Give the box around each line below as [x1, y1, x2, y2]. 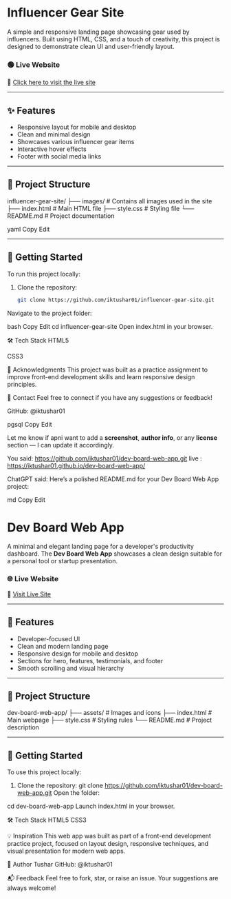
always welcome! [7, 884, 56, 892]
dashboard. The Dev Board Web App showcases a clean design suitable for [7, 549, 222, 558]
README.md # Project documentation [7, 212, 115, 220]
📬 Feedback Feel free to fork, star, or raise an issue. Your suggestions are [7, 874, 219, 882]
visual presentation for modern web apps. [7, 847, 126, 856]
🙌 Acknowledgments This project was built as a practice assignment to [7, 365, 208, 374]
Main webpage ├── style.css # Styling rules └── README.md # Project [7, 716, 212, 725]
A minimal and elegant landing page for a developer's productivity [7, 543, 195, 551]
